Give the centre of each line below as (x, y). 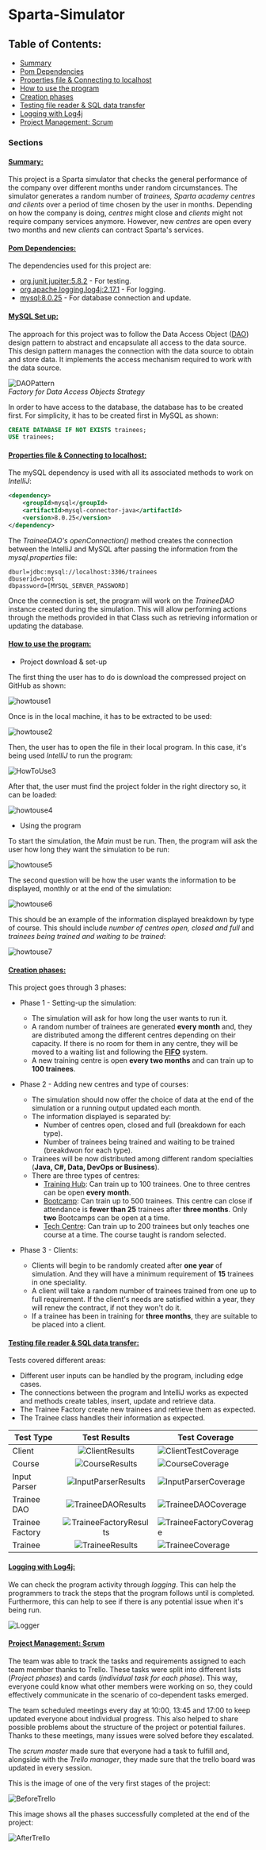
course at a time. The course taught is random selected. (135, 1235)
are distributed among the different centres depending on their (133, 1035)
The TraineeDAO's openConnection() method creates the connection (121, 540)
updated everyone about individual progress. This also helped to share (123, 1718)
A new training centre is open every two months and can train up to (142, 1060)
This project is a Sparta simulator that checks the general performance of (128, 180)
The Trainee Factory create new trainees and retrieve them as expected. (137, 1410)
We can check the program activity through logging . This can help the (122, 1584)
